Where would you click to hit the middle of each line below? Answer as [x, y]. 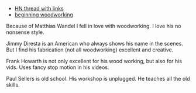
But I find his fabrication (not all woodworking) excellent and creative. [90, 50]
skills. [13, 85]
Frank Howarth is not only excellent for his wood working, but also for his [94, 61]
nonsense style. [25, 32]
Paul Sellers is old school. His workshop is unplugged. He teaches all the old [98, 79]
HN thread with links [39, 8]
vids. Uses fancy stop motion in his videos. [58, 67]
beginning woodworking [44, 15]
